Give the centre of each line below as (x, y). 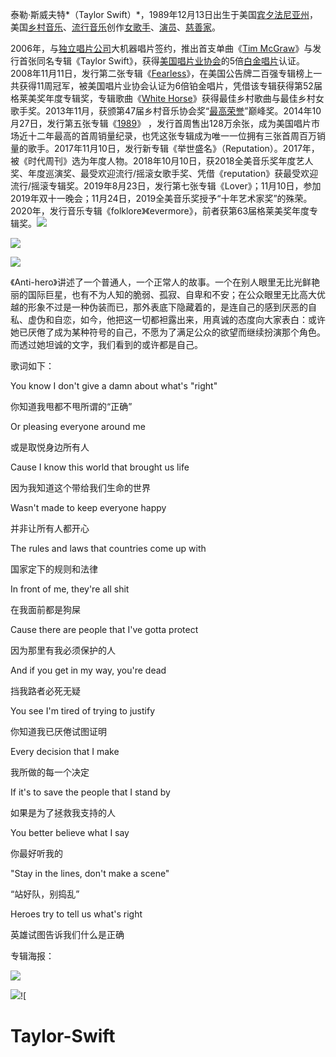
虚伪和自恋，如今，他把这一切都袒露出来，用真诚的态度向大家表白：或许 (176, 319)
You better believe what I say (70, 832)
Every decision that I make (65, 751)
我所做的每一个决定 (50, 772)
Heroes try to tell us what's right (76, 914)
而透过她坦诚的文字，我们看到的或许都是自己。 (106, 344)
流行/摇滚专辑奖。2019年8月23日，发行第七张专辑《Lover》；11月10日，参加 (166, 186)
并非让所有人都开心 (50, 528)
